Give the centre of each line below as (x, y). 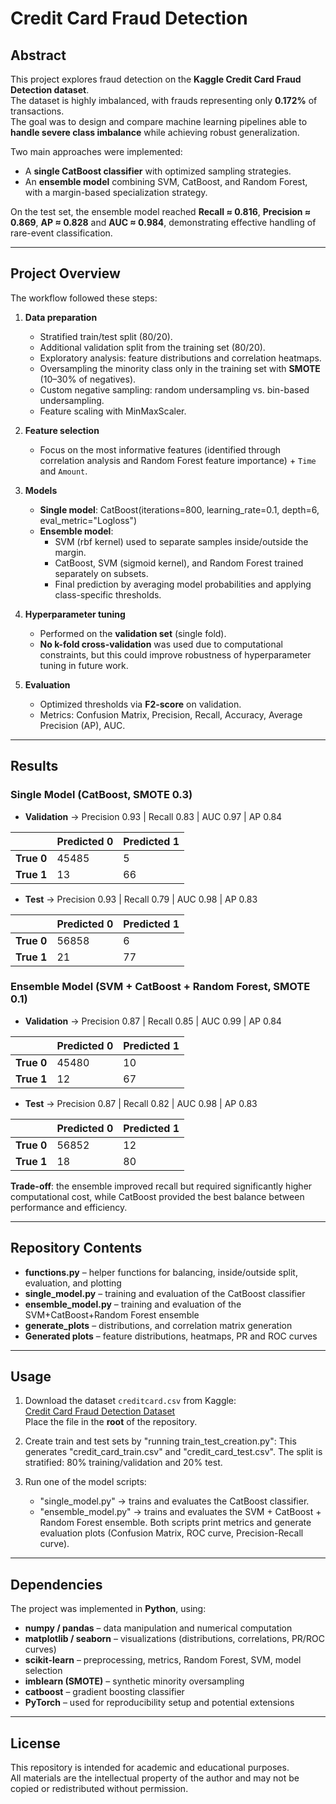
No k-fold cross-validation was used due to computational (161, 644)
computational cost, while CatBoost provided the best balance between (157, 1196)
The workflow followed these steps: (84, 298)
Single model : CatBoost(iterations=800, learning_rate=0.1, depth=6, (179, 509)
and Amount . (63, 471)
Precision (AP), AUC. (82, 725)
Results (34, 766)
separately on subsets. (101, 573)
